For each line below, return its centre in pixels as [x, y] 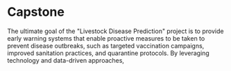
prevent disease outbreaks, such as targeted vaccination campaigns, [106, 45]
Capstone [36, 12]
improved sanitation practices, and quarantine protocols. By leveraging [108, 53]
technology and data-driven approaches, [66, 60]
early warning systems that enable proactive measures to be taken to [106, 38]
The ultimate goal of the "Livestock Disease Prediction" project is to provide [115, 31]
